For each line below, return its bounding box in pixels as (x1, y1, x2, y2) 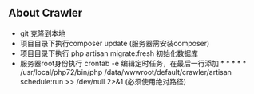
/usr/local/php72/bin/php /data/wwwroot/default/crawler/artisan (19, 67, 232, 76)
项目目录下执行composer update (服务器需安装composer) (19, 38, 210, 48)
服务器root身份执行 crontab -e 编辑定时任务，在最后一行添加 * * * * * (19, 58, 247, 68)
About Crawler (8, 6, 83, 20)
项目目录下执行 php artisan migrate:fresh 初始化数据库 (19, 48, 198, 58)
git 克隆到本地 (19, 28, 66, 38)
